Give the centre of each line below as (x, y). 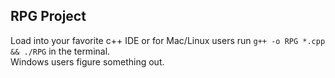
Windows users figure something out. (87, 61)
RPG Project (48, 16)
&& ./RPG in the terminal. (60, 51)
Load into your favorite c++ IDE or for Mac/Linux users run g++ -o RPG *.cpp (168, 40)
